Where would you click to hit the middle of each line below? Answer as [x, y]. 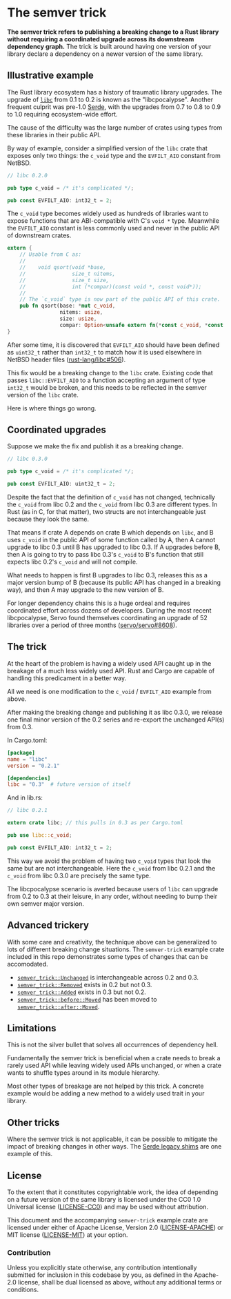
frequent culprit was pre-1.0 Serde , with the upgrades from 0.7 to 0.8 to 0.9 [114, 107]
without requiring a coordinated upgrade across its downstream [101, 39]
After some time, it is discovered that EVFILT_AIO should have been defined [113, 345]
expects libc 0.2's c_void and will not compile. [72, 562]
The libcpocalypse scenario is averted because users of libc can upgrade [113, 889]
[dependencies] [29, 778]
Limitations [32, 1028]
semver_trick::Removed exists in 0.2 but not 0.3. [84, 984]
